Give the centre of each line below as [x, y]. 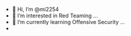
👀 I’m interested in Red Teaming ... [55, 16]
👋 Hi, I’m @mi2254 [35, 9]
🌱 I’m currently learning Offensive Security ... [68, 22]
